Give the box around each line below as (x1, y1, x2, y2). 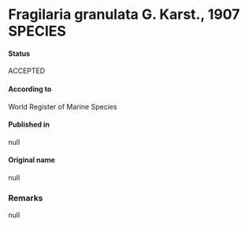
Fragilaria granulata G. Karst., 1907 (8, 6, 240, 24)
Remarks (8, 192, 43, 203)
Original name (8, 155, 55, 165)
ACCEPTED (8, 66, 46, 76)
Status (8, 49, 31, 58)
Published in (8, 120, 50, 129)
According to (8, 84, 52, 94)
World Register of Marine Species (8, 102, 117, 111)
